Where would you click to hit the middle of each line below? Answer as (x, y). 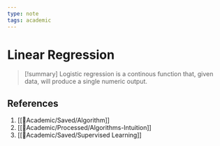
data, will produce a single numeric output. (86, 82)
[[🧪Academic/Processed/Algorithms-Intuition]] (84, 128)
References (33, 103)
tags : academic (29, 20)
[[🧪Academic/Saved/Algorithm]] (64, 120)
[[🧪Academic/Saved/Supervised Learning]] (79, 135)
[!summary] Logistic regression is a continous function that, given (119, 74)
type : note (23, 14)
